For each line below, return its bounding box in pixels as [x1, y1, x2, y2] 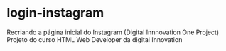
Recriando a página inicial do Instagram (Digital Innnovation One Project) [6, 28, 220, 36]
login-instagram [6, 5, 104, 21]
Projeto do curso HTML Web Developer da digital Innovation [6, 35, 183, 43]
